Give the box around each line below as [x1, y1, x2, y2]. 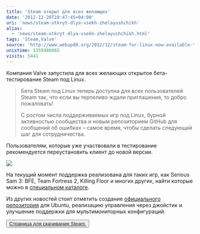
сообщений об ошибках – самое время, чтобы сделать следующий [20, 124, 192, 131]
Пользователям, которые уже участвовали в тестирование [6, 142, 157, 149]
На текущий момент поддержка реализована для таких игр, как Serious [6, 171, 190, 178]
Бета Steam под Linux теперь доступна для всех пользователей [20, 87, 183, 94]
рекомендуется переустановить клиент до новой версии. [6, 148, 153, 155]
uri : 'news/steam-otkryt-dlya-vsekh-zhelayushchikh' [6, 20, 140, 26]
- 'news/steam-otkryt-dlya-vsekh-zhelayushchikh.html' [11, 31, 151, 37]
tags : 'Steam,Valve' [6, 36, 58, 42]
